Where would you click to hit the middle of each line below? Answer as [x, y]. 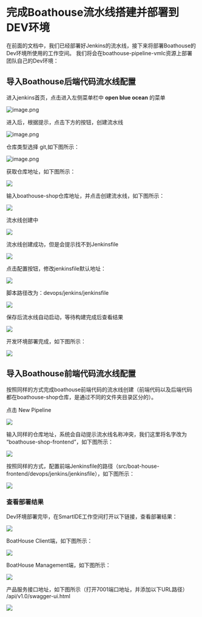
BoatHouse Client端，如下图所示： [49, 541]
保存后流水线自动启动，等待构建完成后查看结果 [65, 317]
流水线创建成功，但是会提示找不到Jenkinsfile [62, 244]
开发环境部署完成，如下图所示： [46, 341]
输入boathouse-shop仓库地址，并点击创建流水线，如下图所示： [86, 195]
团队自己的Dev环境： [32, 61]
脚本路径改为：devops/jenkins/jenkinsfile [58, 292]
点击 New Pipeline [29, 410]
